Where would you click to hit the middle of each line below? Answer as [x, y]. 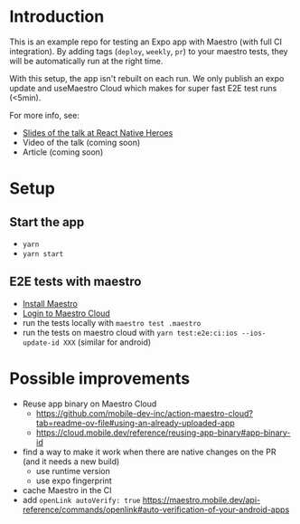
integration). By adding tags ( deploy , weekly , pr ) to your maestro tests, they [149, 51]
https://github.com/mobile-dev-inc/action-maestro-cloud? [144, 413]
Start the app [47, 222]
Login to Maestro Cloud [66, 313]
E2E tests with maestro [75, 282]
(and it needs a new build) [71, 461]
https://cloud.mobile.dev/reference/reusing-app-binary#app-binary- [163, 433]
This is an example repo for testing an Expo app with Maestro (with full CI [146, 42]
